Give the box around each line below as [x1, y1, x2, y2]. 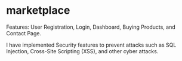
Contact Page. [6, 29, 42, 36]
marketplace [6, 4, 70, 17]
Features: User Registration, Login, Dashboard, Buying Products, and [6, 23, 176, 30]
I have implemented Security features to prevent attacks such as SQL [6, 41, 177, 48]
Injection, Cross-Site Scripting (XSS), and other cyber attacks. [6, 47, 159, 54]
